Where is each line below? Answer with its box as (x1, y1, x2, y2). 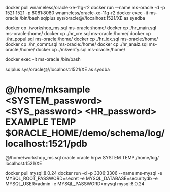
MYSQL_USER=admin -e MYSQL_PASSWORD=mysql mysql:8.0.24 (5, 180, 145, 187)
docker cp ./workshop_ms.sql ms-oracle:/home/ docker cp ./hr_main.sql (5, 25, 156, 31)
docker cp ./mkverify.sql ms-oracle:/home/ (36, 47, 126, 52)
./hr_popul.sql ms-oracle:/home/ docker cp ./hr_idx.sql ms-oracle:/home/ (5, 36, 158, 42)
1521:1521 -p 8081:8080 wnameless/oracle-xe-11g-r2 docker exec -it (5, 10, 149, 16)
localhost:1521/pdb (5, 138, 88, 149)
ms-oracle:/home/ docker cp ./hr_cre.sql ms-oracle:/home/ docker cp (5, 30, 151, 36)
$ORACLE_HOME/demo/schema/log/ (5, 127, 165, 139)
